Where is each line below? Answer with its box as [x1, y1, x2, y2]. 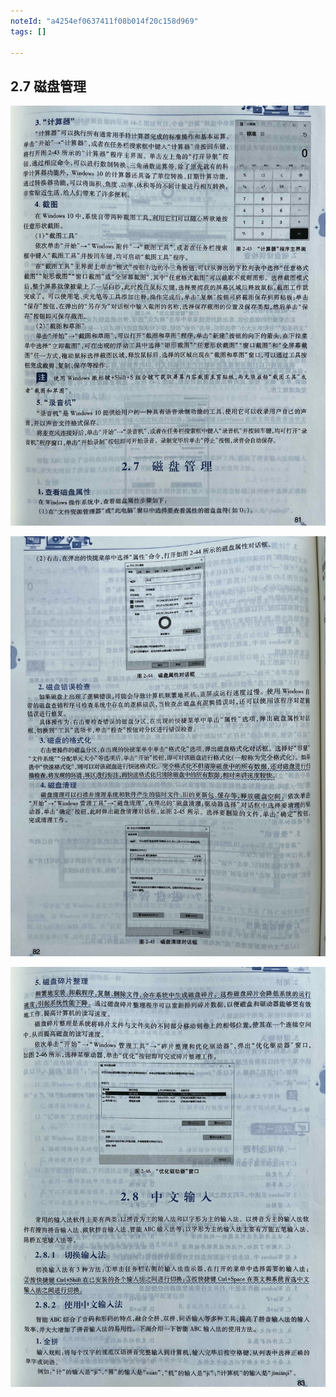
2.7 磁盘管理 [10, 78, 87, 95]
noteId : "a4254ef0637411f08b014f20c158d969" [10, 16, 199, 26]
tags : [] [10, 26, 47, 37]
